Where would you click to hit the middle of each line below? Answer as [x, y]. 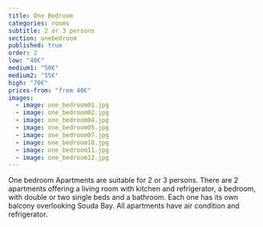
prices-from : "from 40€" [50, 90]
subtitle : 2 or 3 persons [51, 30]
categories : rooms [39, 23]
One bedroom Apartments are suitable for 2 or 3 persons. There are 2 [123, 180]
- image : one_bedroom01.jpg [63, 105]
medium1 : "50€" [34, 68]
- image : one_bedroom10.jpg [63, 142]
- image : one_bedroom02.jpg [63, 113]
